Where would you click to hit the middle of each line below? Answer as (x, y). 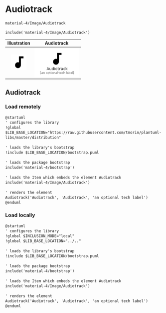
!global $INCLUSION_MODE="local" (40, 236)
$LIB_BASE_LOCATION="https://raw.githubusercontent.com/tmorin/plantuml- (83, 132)
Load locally (20, 215)
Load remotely (23, 106)
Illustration (19, 43)
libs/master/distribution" (33, 137)
